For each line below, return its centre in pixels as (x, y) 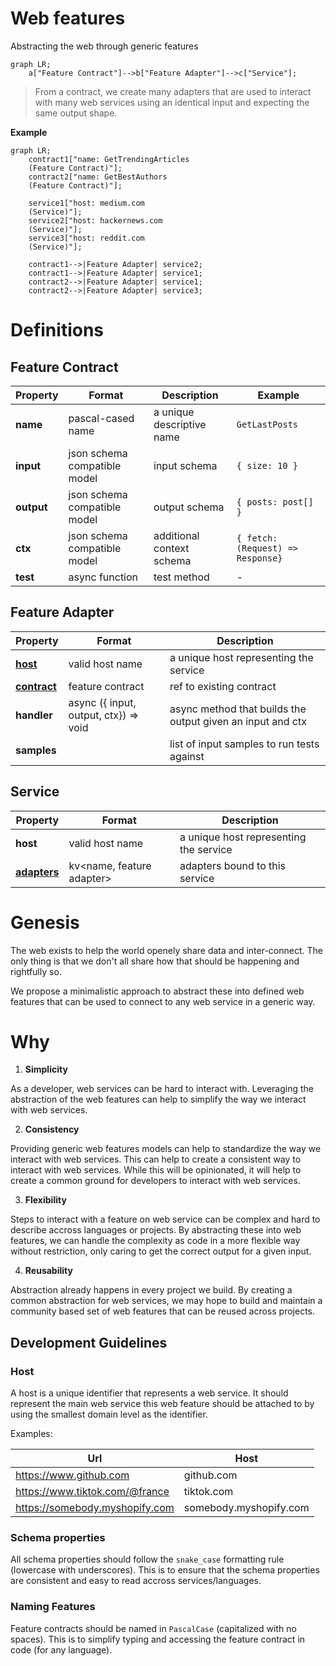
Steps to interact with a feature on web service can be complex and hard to (165, 1219)
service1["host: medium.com (86, 203)
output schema (189, 507)
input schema (185, 465)
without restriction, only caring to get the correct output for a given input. (161, 1251)
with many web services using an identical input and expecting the (172, 102)
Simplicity (46, 1069)
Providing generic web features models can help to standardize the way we (166, 1149)
